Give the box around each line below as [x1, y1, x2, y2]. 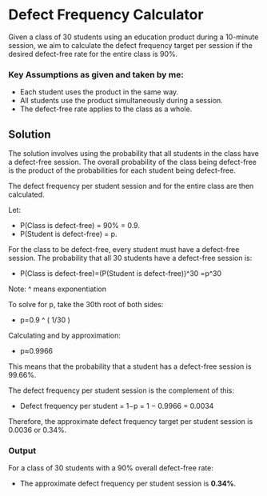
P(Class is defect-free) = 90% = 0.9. [19, 221, 140, 230]
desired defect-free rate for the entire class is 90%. [8, 49, 178, 58]
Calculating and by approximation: [8, 330, 122, 341]
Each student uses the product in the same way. [19, 87, 179, 97]
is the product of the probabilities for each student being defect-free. [8, 166, 236, 175]
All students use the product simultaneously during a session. [19, 96, 224, 106]
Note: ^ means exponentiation [8, 284, 106, 294]
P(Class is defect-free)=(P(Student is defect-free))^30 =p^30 [19, 269, 222, 278]
